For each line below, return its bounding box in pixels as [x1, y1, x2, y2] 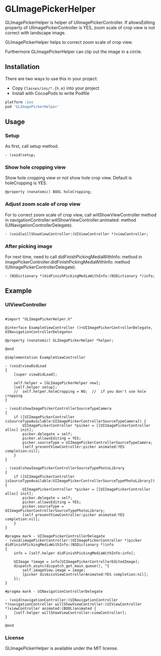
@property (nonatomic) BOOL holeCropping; [5, 190, 92, 195]
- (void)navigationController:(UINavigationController [5, 597, 118, 603]
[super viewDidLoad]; [14, 372, 57, 377]
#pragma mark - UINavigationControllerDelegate [5, 589, 103, 594]
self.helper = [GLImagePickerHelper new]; [14, 380, 101, 385]
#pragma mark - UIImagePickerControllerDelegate [5, 533, 105, 538]
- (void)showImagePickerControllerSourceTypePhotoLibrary [5, 465, 125, 470]
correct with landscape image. [5, 30, 66, 35]
